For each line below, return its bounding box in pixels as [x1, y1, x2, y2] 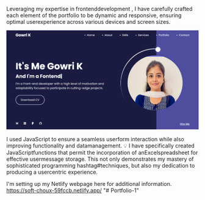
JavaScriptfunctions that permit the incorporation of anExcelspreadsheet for [6, 149, 198, 157]
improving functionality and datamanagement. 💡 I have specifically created [6, 142, 195, 149]
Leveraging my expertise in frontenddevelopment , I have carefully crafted [6, 6, 193, 12]
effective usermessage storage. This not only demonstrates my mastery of [6, 155, 194, 163]
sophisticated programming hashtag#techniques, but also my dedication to [6, 162, 195, 169]
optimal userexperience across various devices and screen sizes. [6, 18, 171, 25]
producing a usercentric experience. [6, 168, 98, 176]
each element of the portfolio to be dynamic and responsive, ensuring [6, 12, 182, 19]
